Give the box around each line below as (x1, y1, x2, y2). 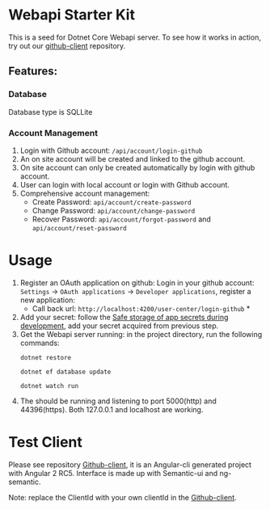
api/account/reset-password (32, 224, 127, 232)
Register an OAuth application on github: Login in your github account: (19, 277, 255, 288)
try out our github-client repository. (8, 40, 126, 50)
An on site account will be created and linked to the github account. (19, 154, 245, 163)
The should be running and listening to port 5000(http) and (19, 396, 217, 406)
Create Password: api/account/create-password (32, 196, 192, 207)
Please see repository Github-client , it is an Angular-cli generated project (8, 459, 252, 470)
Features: (8, 65, 58, 78)
